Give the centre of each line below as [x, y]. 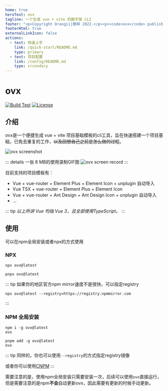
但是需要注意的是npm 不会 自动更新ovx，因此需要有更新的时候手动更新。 [79, 383]
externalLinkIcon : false [31, 33]
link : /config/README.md [40, 61]
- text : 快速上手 [26, 43]
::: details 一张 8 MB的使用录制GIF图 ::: [67, 162]
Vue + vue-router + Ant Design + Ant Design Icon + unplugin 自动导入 [85, 195]
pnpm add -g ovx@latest [30, 341]
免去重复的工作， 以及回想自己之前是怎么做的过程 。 [71, 141]
